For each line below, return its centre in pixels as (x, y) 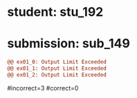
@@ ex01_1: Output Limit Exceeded (57, 68)
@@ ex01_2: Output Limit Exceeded (57, 75)
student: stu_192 (55, 12)
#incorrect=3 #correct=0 (43, 88)
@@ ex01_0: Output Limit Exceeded (57, 62)
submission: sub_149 (68, 44)
